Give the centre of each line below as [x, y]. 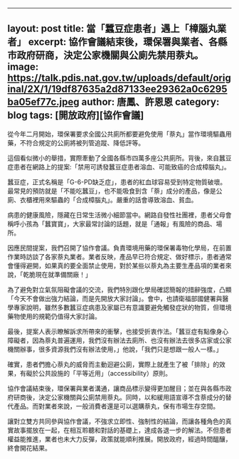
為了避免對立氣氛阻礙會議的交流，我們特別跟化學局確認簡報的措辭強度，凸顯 [119, 290]
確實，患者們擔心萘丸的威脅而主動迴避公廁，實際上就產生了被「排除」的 [113, 364]
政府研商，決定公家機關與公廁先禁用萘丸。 [110, 55]
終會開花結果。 [29, 448]
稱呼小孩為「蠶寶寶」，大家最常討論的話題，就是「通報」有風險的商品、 [112, 223]
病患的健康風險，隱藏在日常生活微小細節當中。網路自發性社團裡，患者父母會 [119, 215]
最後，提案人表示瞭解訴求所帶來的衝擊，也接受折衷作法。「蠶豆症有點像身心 [118, 331]
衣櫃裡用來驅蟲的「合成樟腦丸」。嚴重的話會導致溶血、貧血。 [108, 199]
